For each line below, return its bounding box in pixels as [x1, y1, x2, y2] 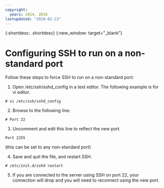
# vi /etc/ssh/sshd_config [5, 99, 61, 104]
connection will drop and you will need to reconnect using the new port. [12, 177, 160, 184]
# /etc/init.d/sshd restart [5, 163, 64, 169]
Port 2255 [5, 135, 26, 140]
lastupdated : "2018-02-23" [5, 16, 61, 21]
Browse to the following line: [12, 108, 71, 114]
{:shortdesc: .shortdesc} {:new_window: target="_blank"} [5, 30, 123, 36]
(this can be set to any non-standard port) [5, 144, 91, 150]
